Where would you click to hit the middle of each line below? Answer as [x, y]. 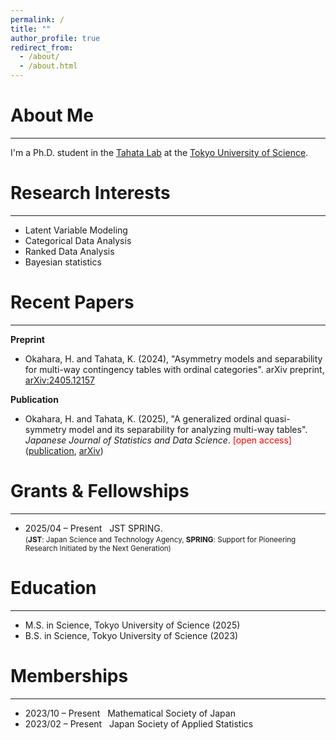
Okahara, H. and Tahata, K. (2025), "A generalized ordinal [143, 418]
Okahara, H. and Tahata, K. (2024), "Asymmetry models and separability [173, 358]
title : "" [31, 29]
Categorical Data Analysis [78, 240]
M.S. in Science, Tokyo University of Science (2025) [132, 625]
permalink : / [37, 19]
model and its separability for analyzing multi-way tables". [188, 429]
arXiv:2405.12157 [59, 380]
